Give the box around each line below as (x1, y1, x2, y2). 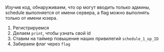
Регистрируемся (12, 25, 49, 31)
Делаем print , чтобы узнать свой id (12, 30, 91, 36)
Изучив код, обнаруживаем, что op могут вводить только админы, (5, 5, 151, 10)
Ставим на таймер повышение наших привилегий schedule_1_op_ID (12, 35, 159, 41)
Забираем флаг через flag (12, 41, 71, 47)
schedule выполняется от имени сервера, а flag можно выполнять (5, 10, 150, 16)
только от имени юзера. (5, 15, 58, 21)
